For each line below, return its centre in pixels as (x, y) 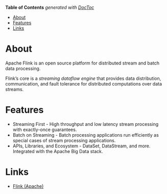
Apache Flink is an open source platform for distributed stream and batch (82, 63)
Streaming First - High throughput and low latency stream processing (86, 124)
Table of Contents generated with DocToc (50, 7)
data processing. (23, 68)
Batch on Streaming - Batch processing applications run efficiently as (86, 135)
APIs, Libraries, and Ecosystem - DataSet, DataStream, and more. (81, 146)
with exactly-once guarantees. (45, 130)
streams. (15, 89)
